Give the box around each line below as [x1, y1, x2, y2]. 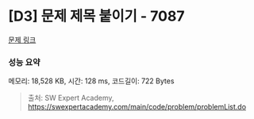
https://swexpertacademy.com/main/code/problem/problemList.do [27, 102, 247, 112]
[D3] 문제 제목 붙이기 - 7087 [8, 7, 185, 25]
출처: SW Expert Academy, [27, 93, 114, 103]
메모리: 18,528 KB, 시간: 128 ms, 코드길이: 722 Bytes [8, 76, 175, 86]
